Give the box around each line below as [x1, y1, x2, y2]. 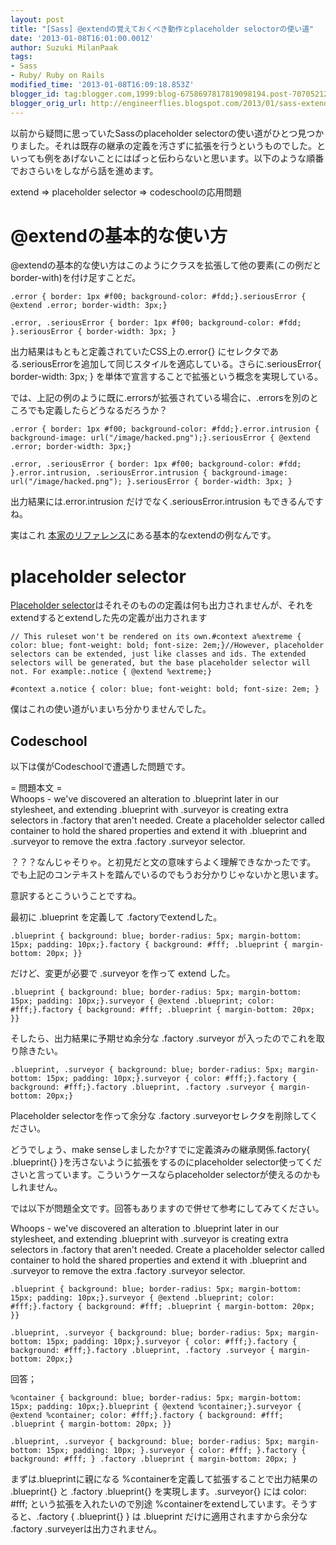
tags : [10, 52, 33, 62]
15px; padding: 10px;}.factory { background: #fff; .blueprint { [10, 940, 288, 950]
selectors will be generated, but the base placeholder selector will [10, 658, 311, 668]
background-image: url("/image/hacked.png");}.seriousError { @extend [10, 433, 311, 443]
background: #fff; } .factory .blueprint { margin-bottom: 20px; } [10, 1454, 298, 1465]
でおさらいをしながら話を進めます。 [10, 164, 159, 176]
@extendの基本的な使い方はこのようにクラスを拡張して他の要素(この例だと [10, 259, 322, 271]
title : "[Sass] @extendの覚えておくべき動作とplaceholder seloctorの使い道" [10, 24, 315, 34]
